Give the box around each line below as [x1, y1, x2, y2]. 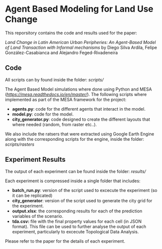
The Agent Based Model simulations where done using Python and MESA [5, 86, 152, 92]
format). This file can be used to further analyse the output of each [12, 223, 146, 230]
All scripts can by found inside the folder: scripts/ [5, 77, 104, 82]
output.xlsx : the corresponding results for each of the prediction [12, 208, 143, 214]
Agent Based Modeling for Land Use [5, 3, 154, 15]
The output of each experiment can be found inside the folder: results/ [5, 168, 146, 174]
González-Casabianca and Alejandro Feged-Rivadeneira [5, 50, 118, 56]
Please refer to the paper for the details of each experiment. [5, 238, 126, 244]
